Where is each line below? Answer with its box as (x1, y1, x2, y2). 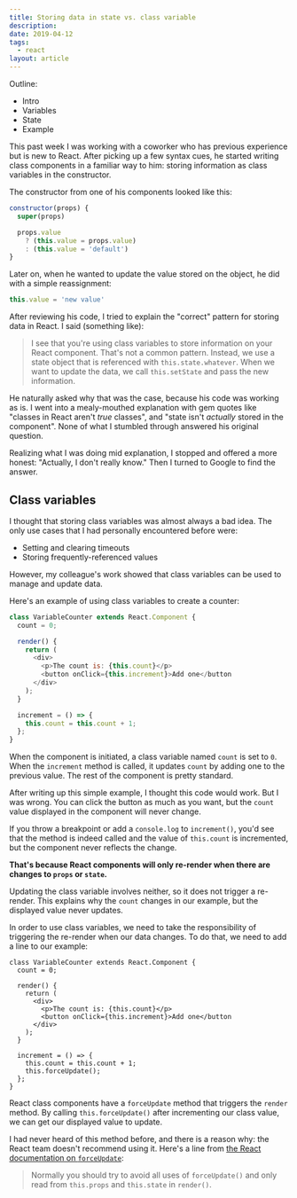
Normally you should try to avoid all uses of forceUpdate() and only (30, 1170, 277, 1180)
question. (9, 431, 44, 442)
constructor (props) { (9, 204, 90, 213)
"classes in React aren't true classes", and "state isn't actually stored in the (9, 411, 284, 422)
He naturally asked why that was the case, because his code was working (9, 393, 279, 403)
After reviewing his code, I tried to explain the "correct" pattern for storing (9, 311, 279, 322)
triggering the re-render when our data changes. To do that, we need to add (9, 932, 287, 943)
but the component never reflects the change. (9, 842, 177, 853)
